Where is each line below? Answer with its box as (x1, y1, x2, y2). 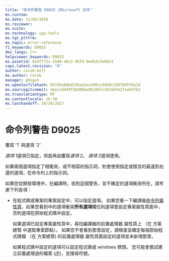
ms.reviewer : (5, 21, 33, 27)
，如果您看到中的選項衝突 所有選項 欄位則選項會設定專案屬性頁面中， (21, 204, 162, 210)
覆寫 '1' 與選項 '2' (5, 142, 41, 148)
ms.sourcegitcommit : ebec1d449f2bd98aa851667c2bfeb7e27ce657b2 (5, 87, 141, 92)
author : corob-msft (5, 69, 46, 74)
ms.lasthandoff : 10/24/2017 (5, 101, 64, 106)
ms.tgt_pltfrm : (5, 36, 37, 41)
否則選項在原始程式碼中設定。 (12, 210, 74, 216)
